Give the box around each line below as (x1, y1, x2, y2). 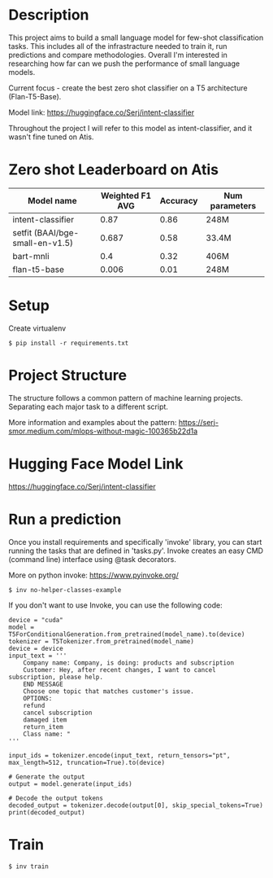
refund (23, 701, 45, 709)
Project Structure (8, 367, 128, 384)
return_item (23, 722, 63, 731)
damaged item (23, 715, 67, 724)
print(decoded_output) (8, 808, 85, 816)
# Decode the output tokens (8, 794, 104, 802)
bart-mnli (12, 250, 50, 261)
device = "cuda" (8, 616, 63, 624)
